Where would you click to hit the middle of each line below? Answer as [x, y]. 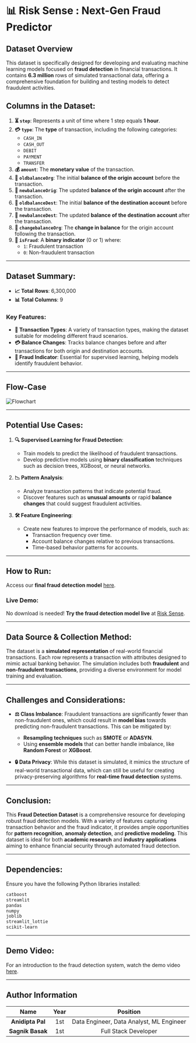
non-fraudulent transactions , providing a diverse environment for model [94, 670]
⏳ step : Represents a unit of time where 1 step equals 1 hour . [87, 121]
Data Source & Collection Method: [69, 637]
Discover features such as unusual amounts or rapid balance [97, 497]
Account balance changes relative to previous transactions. [103, 541]
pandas [14, 905]
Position [129, 1011]
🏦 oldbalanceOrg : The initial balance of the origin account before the [97, 177]
